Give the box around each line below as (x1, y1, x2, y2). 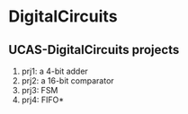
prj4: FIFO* (21, 94, 65, 105)
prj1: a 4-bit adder (21, 66, 89, 76)
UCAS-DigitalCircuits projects (8, 42, 180, 57)
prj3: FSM (21, 85, 58, 95)
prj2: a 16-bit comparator (21, 75, 114, 86)
